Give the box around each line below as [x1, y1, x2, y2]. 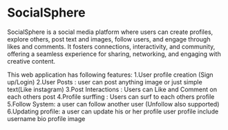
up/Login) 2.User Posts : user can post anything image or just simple [7, 77, 202, 86]
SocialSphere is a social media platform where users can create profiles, [7, 28, 213, 36]
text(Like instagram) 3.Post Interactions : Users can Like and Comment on [7, 85, 218, 93]
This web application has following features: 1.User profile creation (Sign [7, 71, 213, 79]
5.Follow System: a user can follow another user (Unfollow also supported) [7, 100, 220, 108]
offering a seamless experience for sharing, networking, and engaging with [7, 50, 221, 58]
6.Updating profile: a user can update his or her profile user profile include [7, 107, 219, 115]
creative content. [7, 57, 56, 65]
